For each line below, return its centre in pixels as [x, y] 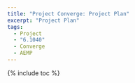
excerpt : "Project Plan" [43, 20]
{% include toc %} [34, 73]
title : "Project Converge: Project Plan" [69, 14]
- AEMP [23, 53]
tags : [15, 27]
